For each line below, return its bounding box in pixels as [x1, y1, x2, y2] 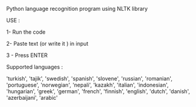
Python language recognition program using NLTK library [6, 5, 148, 12]
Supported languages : [6, 63, 63, 70]
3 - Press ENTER [6, 52, 48, 59]
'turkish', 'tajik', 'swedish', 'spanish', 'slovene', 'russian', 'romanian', [6, 75, 173, 82]
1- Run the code [6, 28, 46, 35]
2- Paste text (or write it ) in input [6, 40, 89, 47]
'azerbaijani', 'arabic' [6, 94, 58, 101]
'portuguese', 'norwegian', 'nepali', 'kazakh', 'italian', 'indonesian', [6, 81, 169, 88]
